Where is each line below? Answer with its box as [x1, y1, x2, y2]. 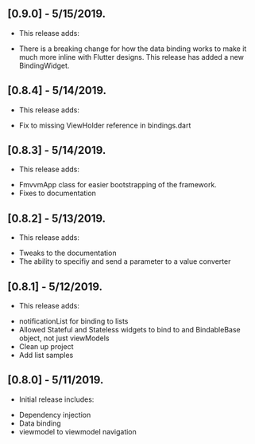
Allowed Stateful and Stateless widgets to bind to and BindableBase [18, 325, 241, 335]
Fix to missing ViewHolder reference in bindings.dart [18, 120, 191, 130]
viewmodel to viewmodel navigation [18, 426, 137, 436]
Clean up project [18, 342, 74, 352]
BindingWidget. [18, 61, 70, 70]
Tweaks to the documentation [18, 248, 117, 258]
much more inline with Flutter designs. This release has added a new [18, 52, 244, 61]
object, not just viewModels [18, 333, 110, 343]
